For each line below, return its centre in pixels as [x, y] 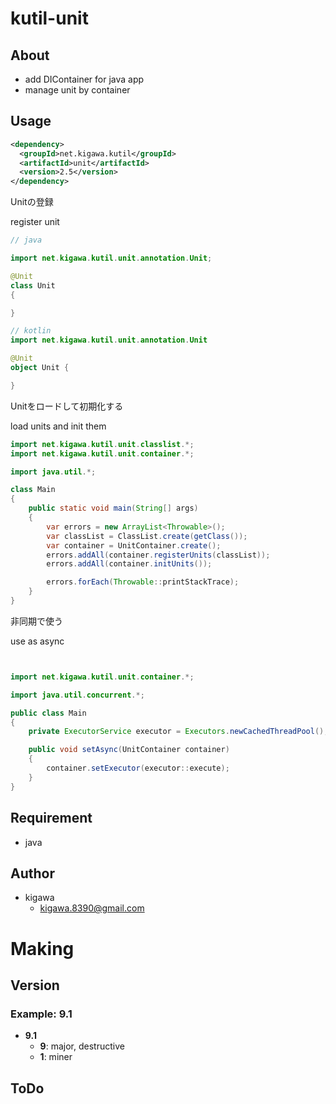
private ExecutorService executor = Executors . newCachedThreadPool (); [178, 732]
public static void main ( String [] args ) [113, 508]
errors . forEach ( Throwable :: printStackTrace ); [143, 582]
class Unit [33, 285]
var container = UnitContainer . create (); [134, 545]
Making [42, 948]
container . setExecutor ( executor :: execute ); [138, 768]
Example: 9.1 [41, 1014]
